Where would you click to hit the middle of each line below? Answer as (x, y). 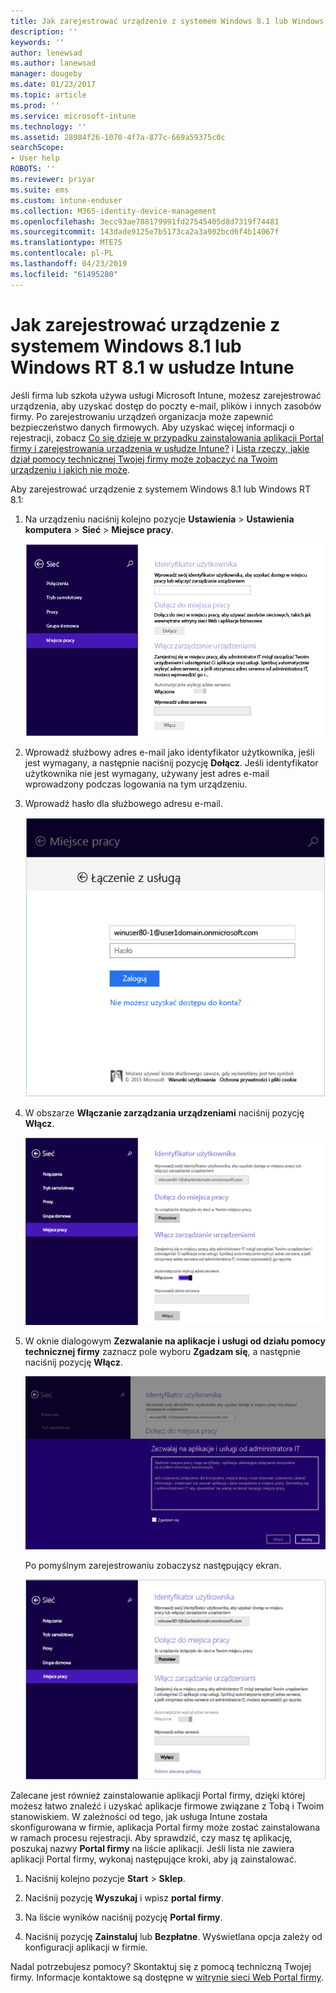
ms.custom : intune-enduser (66, 200)
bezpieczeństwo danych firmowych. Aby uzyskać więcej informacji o (152, 427)
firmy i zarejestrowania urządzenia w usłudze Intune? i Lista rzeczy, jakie (160, 448)
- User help (35, 158)
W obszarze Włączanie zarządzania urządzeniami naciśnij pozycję (164, 1113)
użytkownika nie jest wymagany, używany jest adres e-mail (147, 774)
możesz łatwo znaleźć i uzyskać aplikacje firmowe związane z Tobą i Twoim (167, 1806)
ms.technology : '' (48, 126)
